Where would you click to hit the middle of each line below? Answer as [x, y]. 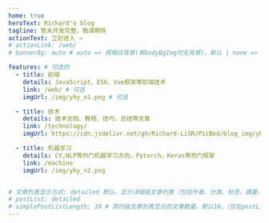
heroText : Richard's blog [51, 23]
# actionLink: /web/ [43, 46]
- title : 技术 [38, 111]
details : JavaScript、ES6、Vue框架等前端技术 [94, 82]
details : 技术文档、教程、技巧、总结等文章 [86, 119]
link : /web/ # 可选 [54, 90]
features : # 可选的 [39, 68]
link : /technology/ [55, 126]
